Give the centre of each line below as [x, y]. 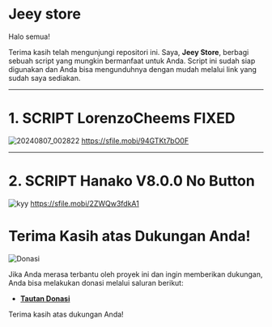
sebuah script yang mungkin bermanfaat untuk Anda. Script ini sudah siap [132, 61]
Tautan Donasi [45, 298]
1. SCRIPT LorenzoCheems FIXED [122, 119]
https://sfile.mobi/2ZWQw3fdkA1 [85, 203]
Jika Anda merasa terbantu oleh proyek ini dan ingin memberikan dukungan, [136, 274]
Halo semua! [29, 36]
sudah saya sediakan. [45, 78]
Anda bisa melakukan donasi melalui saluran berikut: [96, 282]
